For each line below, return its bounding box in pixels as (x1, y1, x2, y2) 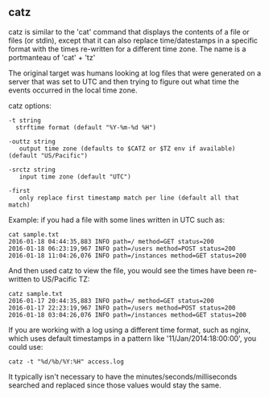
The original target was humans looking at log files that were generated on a (8, 68, 262, 78)
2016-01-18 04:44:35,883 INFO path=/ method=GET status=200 (8, 237, 215, 245)
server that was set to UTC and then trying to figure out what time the (8, 76, 239, 86)
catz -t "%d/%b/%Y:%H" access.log (8, 357, 125, 366)
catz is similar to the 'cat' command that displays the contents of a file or (8, 27, 250, 36)
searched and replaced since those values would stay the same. (8, 380, 221, 390)
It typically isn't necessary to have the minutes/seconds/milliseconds (8, 371, 238, 381)
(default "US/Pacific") (8, 151, 89, 159)
